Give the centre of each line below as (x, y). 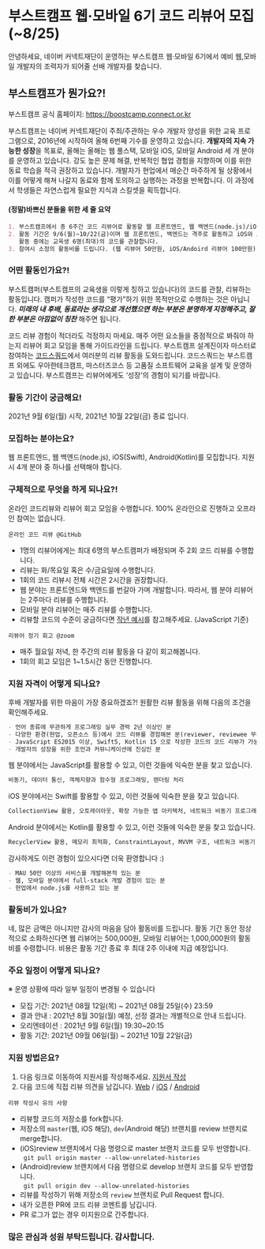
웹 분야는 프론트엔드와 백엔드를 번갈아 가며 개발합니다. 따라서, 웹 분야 (126, 590)
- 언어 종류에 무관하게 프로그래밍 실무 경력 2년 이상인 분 (90, 727)
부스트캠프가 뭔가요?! (57, 94)
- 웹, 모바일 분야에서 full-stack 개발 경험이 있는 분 (87, 880)
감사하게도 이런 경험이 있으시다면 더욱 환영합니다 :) (86, 858)
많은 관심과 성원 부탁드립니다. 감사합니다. (82, 1236)
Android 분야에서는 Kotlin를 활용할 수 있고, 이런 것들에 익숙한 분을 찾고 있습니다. (132, 827)
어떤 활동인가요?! (39, 271)
